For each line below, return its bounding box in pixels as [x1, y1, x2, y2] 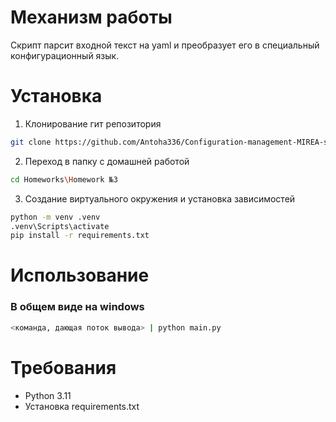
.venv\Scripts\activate [10, 221, 110, 231]
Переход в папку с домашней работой [24, 155, 190, 167]
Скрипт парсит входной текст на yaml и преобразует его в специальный [10, 39, 320, 51]
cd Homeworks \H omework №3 [10, 174, 118, 185]
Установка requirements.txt [24, 400, 140, 412]
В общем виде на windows [10, 300, 145, 314]
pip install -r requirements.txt [10, 231, 150, 241]
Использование [10, 264, 150, 287]
